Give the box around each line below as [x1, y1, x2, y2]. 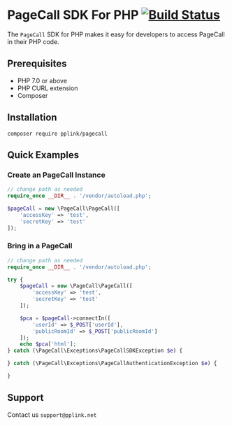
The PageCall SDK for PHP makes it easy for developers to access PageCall [7, 30, 225, 38]
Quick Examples [7, 149, 80, 161]
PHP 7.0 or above [17, 76, 68, 85]
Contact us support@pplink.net [7, 410, 97, 419]
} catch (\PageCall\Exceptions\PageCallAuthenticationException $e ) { [7, 360, 217, 367]
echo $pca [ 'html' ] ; [20, 341, 77, 348]
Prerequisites [7, 58, 67, 70]
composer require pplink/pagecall [7, 130, 108, 137]
